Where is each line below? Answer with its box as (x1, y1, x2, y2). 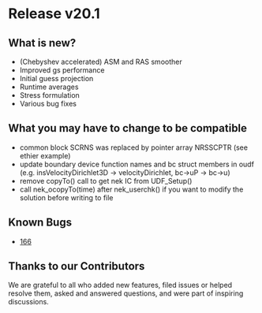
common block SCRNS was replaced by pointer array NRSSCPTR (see (19, 143, 249, 152)
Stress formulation (19, 91, 80, 99)
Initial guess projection (19, 74, 94, 83)
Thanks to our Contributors (8, 259, 145, 273)
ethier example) (19, 151, 71, 160)
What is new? (8, 36, 77, 50)
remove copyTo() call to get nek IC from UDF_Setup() (19, 176, 193, 185)
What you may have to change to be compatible (8, 121, 247, 135)
